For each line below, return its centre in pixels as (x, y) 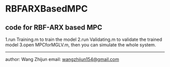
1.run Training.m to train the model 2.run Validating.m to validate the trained (84, 39)
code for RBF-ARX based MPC (54, 27)
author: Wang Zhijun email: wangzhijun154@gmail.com (62, 59)
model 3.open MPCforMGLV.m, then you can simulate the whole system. (81, 45)
